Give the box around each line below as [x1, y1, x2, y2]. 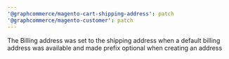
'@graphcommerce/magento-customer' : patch [7, 17, 133, 24]
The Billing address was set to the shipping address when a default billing [7, 36, 221, 44]
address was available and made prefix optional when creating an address [7, 44, 223, 52]
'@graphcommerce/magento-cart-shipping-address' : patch [7, 10, 174, 18]
